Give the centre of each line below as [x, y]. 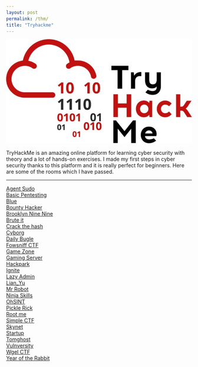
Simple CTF [20, 321]
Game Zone [20, 252]
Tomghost [18, 339]
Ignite [13, 270]
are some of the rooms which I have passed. [60, 172]
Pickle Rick [19, 308]
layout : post [22, 12]
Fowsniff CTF [22, 245]
